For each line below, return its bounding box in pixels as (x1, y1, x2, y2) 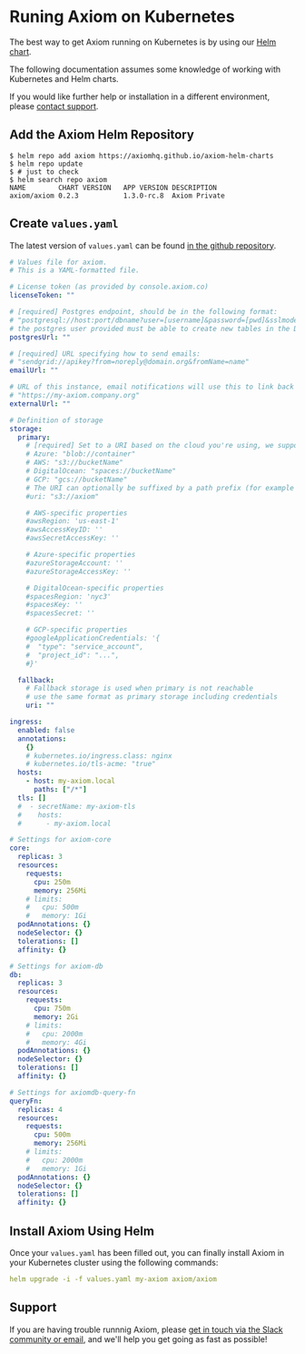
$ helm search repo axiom (9, 175, 107, 184)
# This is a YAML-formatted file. (9, 266, 141, 275)
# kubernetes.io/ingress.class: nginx (25, 751, 172, 761)
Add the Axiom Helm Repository (9, 127, 195, 143)
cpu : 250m (33, 877, 71, 886)
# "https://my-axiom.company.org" (9, 391, 141, 400)
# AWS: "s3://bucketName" (25, 458, 124, 468)
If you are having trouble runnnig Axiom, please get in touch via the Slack (9, 1324, 283, 1335)
